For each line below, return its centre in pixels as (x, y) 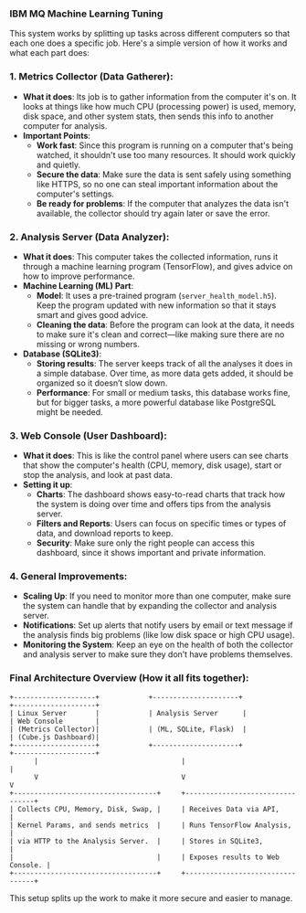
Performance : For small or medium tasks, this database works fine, (163, 392)
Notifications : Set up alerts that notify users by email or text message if (158, 625)
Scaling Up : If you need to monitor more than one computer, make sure (157, 596)
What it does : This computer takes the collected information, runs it (150, 256)
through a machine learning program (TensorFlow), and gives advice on (158, 266)
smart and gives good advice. (92, 314)
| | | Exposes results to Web (145, 857)
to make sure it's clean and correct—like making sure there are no (160, 334)
